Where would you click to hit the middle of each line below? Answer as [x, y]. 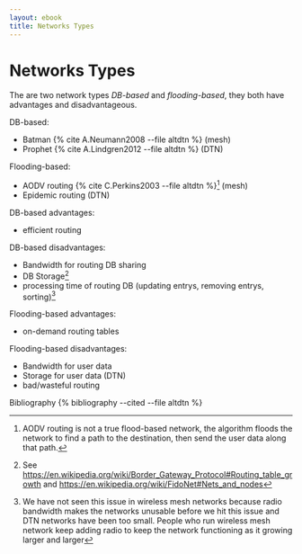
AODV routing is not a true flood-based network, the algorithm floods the [157, 429]
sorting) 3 [39, 296]
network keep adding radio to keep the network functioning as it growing [157, 531]
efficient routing [52, 230]
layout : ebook [36, 18]
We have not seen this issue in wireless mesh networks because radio [152, 502]
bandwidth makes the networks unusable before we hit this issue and [151, 511]
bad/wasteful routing [61, 385]
